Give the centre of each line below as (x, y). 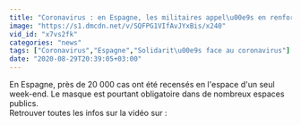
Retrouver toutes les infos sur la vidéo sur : (88, 113)
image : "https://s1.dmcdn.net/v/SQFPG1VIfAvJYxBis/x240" (118, 26)
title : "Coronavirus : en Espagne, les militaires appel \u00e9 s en (138, 17)
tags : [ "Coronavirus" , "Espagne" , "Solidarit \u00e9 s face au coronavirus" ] (150, 51)
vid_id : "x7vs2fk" (43, 34)
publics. (24, 103)
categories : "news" (46, 42)
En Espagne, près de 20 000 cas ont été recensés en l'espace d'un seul (142, 84)
